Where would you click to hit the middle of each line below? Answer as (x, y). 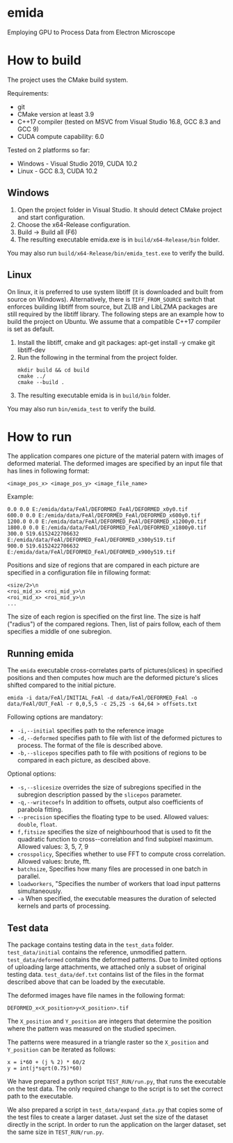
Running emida (41, 653)
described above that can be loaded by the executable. (86, 982)
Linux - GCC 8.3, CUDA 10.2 (57, 171)
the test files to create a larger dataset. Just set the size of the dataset (108, 1117)
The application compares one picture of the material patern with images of (115, 456)
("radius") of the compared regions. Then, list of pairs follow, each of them (114, 624)
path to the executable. (40, 1096)
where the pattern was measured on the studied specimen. (92, 1028)
